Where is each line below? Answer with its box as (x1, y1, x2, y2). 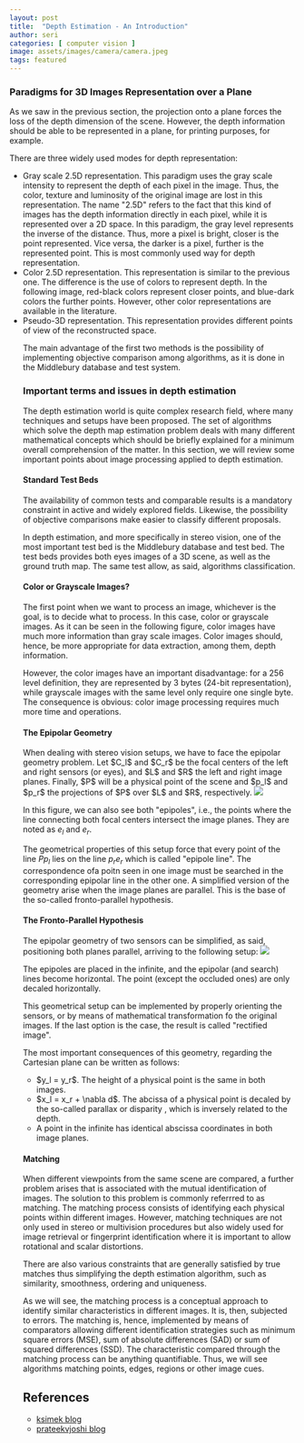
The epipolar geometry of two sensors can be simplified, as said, (22, 936, 266, 946)
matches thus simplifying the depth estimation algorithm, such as (22, 1268, 267, 1279)
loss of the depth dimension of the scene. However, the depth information (9, 115, 286, 127)
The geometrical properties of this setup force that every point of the (22, 844, 281, 855)
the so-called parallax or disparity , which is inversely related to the (35, 1104, 288, 1114)
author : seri (9, 30, 59, 39)
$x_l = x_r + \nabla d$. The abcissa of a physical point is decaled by (35, 1094, 291, 1105)
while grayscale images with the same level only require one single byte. (22, 687, 294, 697)
